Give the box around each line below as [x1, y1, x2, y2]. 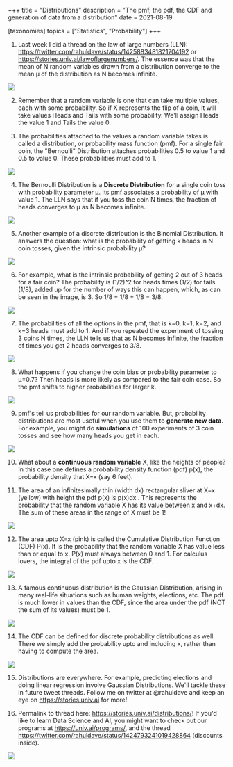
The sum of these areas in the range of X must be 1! [17, 508, 166, 517]
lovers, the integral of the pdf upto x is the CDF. [17, 557, 154, 565]
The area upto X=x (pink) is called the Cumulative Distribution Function [17, 535, 221, 543]
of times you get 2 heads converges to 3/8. [17, 341, 141, 350]
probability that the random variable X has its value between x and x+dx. [17, 501, 225, 509]
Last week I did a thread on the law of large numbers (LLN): [17, 40, 188, 48]
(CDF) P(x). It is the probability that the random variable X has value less [17, 542, 225, 550]
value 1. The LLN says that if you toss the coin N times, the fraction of [17, 195, 217, 204]
